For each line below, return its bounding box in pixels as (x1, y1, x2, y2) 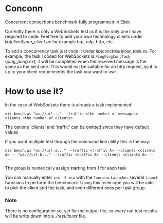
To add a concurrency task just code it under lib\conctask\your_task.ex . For (5, 48, 157, 54)
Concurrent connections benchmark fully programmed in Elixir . (5, 19, 131, 25)
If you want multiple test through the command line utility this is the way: (5, 138, 150, 144)
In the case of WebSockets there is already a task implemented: (5, 102, 133, 107)
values (5, 129, 18, 135)
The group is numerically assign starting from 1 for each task (5, 165, 127, 171)
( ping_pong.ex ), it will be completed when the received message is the (5, 58, 147, 64)
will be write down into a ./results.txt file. (5, 213, 87, 219)
